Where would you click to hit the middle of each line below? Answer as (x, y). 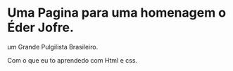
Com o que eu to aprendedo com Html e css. (73, 60)
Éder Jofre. (40, 27)
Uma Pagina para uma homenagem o (117, 13)
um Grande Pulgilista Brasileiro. (53, 47)
